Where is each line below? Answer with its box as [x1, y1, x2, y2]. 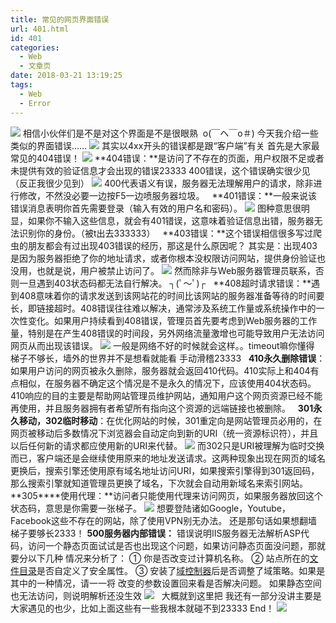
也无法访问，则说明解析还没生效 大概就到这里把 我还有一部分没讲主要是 [10, 589, 322, 601]
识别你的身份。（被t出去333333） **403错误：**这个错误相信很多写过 [18, 227, 313, 239]
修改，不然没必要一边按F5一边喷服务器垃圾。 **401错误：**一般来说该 [18, 189, 318, 201]
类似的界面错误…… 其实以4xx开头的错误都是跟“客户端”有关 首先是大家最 [10, 139, 320, 151]
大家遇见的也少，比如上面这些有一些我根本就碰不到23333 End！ [10, 602, 275, 614]
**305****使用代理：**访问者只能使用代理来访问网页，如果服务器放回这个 [10, 489, 323, 501]
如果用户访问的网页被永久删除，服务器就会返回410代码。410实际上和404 [10, 364, 311, 376]
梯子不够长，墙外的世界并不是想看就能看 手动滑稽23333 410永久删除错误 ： [10, 352, 326, 364]
